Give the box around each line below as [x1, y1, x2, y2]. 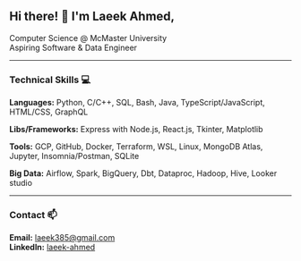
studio [9, 178, 33, 189]
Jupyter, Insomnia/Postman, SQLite [9, 151, 140, 162]
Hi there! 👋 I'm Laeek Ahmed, [9, 9, 176, 24]
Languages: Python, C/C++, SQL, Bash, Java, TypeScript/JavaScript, [9, 97, 266, 108]
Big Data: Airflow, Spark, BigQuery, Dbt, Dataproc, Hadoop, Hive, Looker [9, 168, 278, 179]
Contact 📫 [9, 209, 57, 222]
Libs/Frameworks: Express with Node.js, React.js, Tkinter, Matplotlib [9, 124, 263, 135]
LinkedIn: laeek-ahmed [9, 242, 96, 253]
